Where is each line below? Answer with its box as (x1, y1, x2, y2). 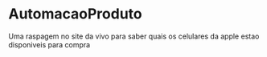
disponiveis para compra (8, 39, 91, 49)
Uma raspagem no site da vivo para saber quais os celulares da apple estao (8, 31, 260, 41)
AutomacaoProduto (8, 5, 142, 23)
